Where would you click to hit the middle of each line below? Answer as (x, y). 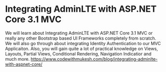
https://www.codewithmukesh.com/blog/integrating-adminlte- (94, 59)
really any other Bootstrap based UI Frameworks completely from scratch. (81, 38)
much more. (17, 59)
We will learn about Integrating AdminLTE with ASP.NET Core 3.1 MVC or (79, 33)
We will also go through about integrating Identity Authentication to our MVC (83, 43)
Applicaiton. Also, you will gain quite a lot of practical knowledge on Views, (82, 48)
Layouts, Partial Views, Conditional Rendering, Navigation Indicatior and (78, 54)
